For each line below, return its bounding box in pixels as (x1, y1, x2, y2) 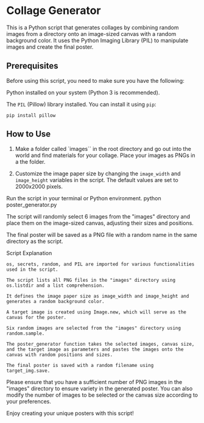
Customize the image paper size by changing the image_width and (15, 170, 181, 177)
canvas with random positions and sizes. (6, 351, 113, 358)
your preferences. (6, 397, 52, 405)
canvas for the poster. (6, 314, 67, 320)
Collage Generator (6, 4, 101, 18)
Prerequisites (6, 61, 58, 71)
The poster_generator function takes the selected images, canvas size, (6, 341, 195, 347)
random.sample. (6, 330, 45, 337)
